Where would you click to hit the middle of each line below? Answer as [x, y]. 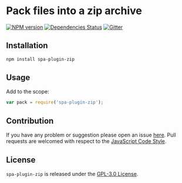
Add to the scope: [28, 92]
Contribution [30, 121]
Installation [27, 46]
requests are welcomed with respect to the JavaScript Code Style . [86, 141]
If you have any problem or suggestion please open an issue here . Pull [91, 135]
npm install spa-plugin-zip [41, 59]
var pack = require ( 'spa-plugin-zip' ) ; [55, 102]
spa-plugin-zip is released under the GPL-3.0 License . [72, 174]
